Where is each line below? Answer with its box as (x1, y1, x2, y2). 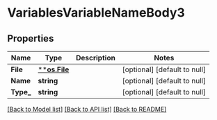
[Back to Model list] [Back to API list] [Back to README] (7, 105, 167, 113)
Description (75, 53, 116, 62)
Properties (7, 33, 54, 44)
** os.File (38, 65, 70, 74)
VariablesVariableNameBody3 (7, 5, 186, 21)
